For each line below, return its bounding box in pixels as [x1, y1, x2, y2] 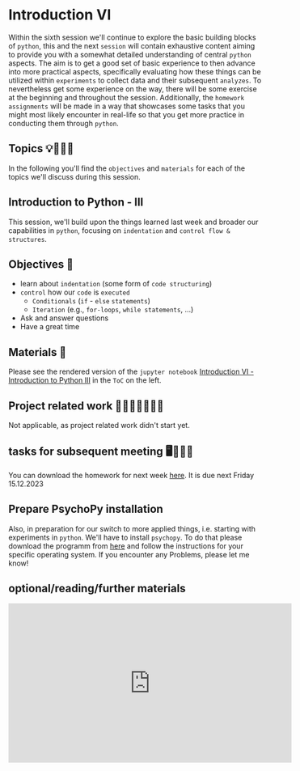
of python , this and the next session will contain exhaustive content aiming [8, 40, 256, 50]
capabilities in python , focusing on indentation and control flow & [8, 225, 230, 235]
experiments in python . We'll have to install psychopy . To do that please [8, 532, 243, 542]
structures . [8, 234, 47, 244]
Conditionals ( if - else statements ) [32, 296, 151, 306]
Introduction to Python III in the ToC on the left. [8, 375, 162, 385]
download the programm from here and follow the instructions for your [8, 540, 244, 551]
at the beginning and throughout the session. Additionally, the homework [8, 92, 245, 102]
